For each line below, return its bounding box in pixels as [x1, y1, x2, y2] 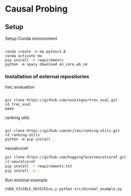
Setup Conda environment [5, 35, 58, 41]
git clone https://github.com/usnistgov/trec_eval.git [5, 98, 118, 103]
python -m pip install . [5, 137, 55, 142]
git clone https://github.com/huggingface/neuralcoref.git [5, 155, 127, 160]
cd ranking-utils [5, 132, 40, 138]
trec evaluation [5, 84, 35, 90]
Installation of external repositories [5, 73, 89, 80]
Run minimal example [5, 177, 48, 183]
